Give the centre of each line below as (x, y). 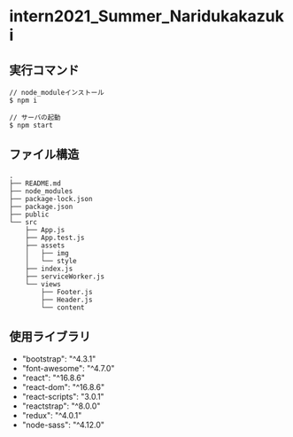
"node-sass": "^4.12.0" (63, 425)
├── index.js (49, 269)
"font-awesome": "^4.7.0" (68, 368)
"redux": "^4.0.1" (52, 415)
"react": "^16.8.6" (54, 378)
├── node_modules (41, 191)
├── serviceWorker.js (65, 277)
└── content (63, 308)
